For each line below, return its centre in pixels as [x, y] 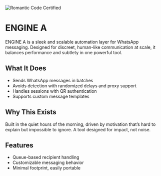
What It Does [26, 68]
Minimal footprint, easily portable [46, 168]
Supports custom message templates [51, 96]
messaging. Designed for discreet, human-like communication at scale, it [80, 47]
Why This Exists [31, 112]
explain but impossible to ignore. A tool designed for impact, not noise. [78, 129]
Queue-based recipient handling [46, 157]
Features [19, 145]
